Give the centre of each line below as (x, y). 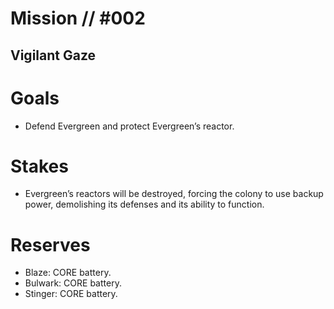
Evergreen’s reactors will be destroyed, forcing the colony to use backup (174, 194)
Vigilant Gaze (53, 55)
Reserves (50, 244)
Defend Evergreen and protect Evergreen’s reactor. (129, 126)
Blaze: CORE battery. (68, 273)
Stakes (39, 166)
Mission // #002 (78, 18)
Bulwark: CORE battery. (73, 283)
